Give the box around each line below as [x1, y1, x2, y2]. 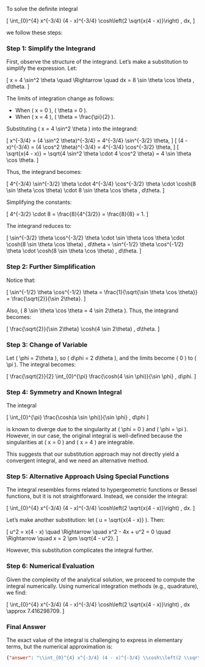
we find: [6, 589, 27, 596]
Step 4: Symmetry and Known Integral [6, 388, 122, 396]
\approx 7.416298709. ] [6, 607, 65, 614]
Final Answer [6, 622, 46, 631]
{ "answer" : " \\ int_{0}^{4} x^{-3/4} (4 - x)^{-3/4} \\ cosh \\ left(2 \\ [6, 655, 190, 661]
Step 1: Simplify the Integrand [6, 44, 96, 53]
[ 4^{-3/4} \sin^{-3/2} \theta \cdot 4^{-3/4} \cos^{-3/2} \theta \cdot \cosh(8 [6, 180, 196, 187]
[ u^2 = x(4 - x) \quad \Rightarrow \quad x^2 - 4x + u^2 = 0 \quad [6, 528, 171, 535]
